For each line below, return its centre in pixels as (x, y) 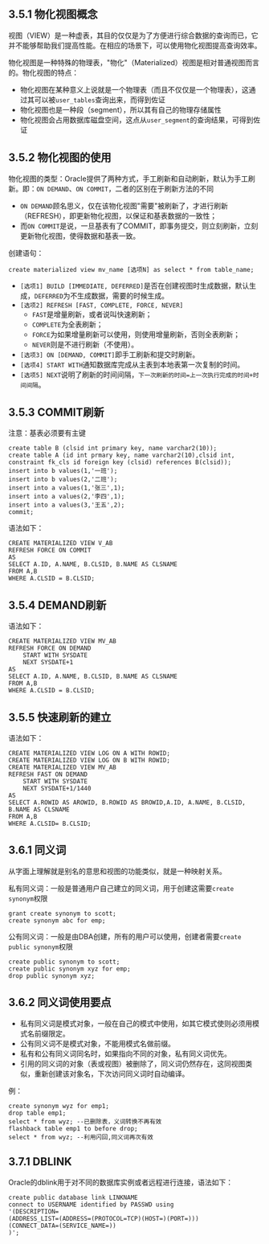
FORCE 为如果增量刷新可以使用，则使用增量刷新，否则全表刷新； (136, 334)
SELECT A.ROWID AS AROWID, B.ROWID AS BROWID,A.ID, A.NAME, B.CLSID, (127, 803)
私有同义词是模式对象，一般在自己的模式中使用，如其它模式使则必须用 (136, 1023)
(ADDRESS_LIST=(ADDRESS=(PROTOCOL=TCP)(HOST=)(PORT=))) (104, 1218)
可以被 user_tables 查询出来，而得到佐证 (100, 100)
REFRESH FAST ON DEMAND (48, 774)
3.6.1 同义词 (37, 850)
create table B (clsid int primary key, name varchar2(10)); (113, 449)
